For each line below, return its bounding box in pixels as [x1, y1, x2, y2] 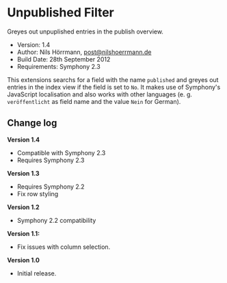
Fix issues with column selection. [16, 243, 111, 251]
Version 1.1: [7, 229, 40, 237]
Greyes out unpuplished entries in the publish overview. [7, 27, 164, 36]
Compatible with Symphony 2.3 [16, 148, 106, 157]
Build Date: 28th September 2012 [16, 55, 111, 63]
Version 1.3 [7, 169, 40, 177]
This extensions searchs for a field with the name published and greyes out [7, 75, 219, 83]
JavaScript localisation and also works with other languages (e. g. [7, 90, 193, 98]
